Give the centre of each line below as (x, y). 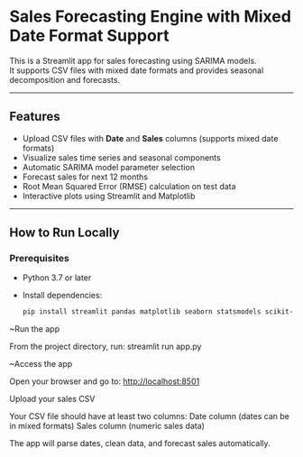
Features (35, 117)
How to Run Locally (64, 233)
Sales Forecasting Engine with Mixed (150, 17)
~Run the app (35, 329)
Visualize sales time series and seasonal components (121, 157)
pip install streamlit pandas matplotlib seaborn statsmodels (142, 312)
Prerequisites (39, 259)
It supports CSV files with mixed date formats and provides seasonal (137, 70)
